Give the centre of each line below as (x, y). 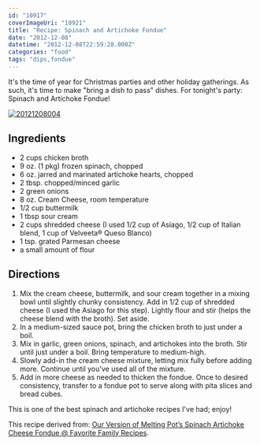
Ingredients (37, 139)
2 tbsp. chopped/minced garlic (70, 183)
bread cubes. (41, 394)
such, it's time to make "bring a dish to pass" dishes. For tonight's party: (125, 90)
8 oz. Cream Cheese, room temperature (84, 199)
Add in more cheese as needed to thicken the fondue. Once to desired (134, 377)
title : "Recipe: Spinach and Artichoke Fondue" (88, 30)
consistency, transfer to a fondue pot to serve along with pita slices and (136, 385)
